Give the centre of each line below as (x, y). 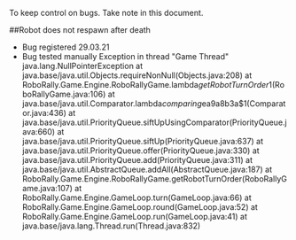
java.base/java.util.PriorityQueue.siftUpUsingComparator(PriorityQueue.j (154, 122)
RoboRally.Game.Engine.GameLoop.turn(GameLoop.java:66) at (136, 197)
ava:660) (39, 132)
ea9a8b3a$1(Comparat (244, 104)
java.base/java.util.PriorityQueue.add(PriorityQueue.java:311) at (137, 160)
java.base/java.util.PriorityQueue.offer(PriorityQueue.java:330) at (140, 151)
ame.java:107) (47, 188)
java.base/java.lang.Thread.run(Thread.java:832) (111, 226)
